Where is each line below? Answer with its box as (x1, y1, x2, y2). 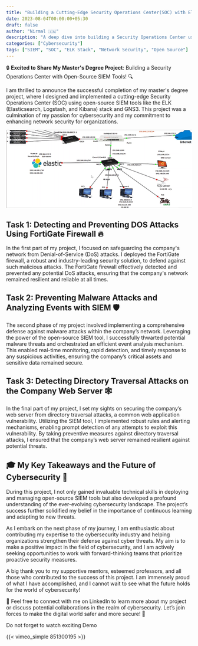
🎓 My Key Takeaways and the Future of (6, 460, 156, 470)
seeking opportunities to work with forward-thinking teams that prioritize (6, 549, 183, 557)
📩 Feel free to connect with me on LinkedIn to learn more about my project (6, 598, 187, 605)
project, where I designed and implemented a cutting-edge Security (6, 93, 171, 100)
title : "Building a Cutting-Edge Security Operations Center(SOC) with (6, 9, 186, 15)
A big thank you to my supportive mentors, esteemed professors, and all (6, 567, 181, 575)
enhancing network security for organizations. (6, 118, 118, 125)
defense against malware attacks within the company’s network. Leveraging (6, 327, 191, 335)
